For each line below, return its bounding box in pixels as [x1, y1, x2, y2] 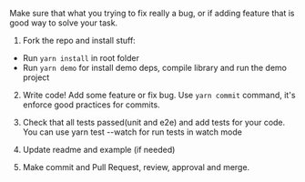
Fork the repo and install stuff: [22, 35, 137, 45]
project [22, 72, 50, 83]
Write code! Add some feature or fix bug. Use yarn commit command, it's [22, 90, 296, 100]
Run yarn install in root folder [22, 53, 139, 63]
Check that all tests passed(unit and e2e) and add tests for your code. [22, 117, 286, 127]
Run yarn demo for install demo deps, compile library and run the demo [22, 63, 287, 73]
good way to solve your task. [9, 17, 118, 28]
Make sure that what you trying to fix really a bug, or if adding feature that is [9, 8, 295, 18]
